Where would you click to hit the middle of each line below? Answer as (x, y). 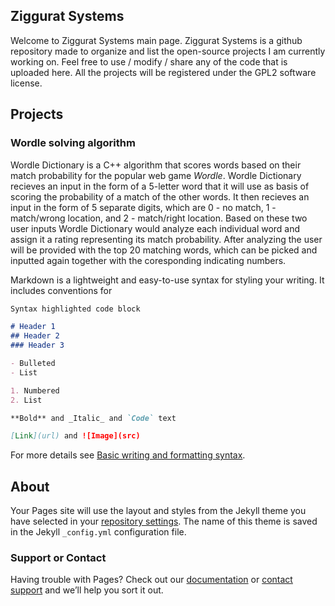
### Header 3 (37, 345)
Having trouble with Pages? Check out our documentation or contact (151, 580)
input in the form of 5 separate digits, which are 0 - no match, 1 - (143, 207)
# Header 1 (33, 327)
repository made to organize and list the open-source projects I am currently (168, 51)
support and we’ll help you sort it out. (87, 590)
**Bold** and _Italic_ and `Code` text (93, 418)
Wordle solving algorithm (73, 143)
